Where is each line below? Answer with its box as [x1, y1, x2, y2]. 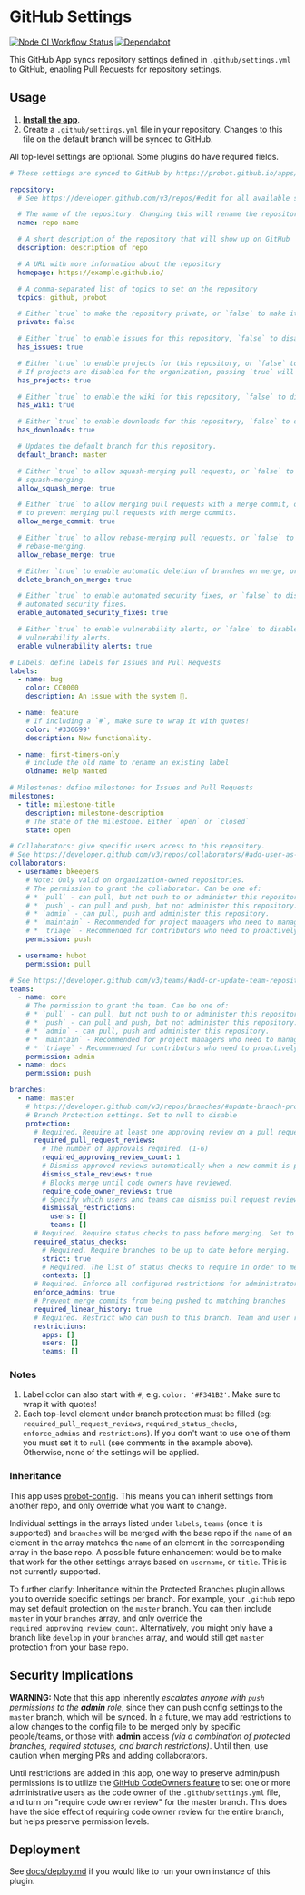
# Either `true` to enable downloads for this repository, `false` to [17, 417, 290, 426]
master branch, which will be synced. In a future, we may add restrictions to [9, 1711, 292, 1722]
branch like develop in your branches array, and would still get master [9, 1632, 265, 1642]
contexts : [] [42, 1271, 92, 1280]
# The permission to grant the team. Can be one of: [25, 1001, 230, 1010]
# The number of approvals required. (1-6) [42, 1145, 209, 1154]
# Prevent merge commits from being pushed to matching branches [33, 1296, 286, 1305]
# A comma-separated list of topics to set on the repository [17, 284, 258, 293]
